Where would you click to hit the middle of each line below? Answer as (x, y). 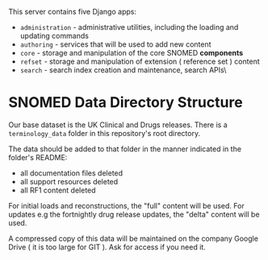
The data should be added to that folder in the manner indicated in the (125, 149)
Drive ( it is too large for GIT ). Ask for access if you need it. (107, 247)
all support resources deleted (69, 181)
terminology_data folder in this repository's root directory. (104, 133)
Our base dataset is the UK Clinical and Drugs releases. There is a (118, 125)
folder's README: (38, 157)
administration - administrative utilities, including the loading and (129, 27)
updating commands (54, 36)
